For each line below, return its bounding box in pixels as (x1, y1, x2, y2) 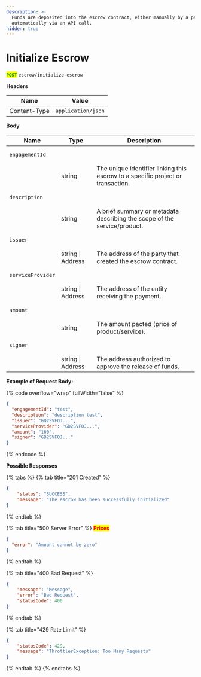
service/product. (96, 222, 144, 230)
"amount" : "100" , (11, 429, 55, 435)
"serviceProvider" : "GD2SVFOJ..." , (11, 423, 100, 429)
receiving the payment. (96, 292, 162, 301)
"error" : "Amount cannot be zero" (11, 542, 98, 548)
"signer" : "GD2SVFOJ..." (11, 434, 74, 440)
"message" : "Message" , (17, 587, 74, 593)
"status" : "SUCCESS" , (17, 491, 71, 497)
